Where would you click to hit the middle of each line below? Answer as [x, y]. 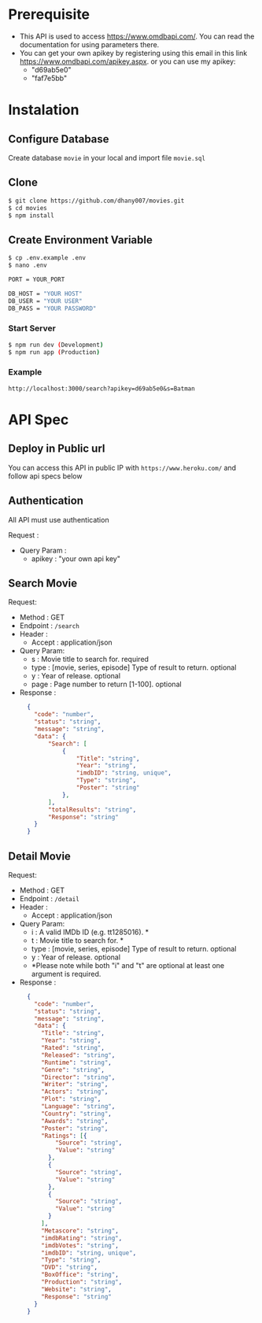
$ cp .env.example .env [47, 258]
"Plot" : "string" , [71, 1099]
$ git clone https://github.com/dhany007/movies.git [96, 201]
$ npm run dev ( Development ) [56, 345]
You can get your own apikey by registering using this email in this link [133, 53]
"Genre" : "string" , [72, 1070]
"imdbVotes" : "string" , [80, 1245]
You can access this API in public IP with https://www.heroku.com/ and [122, 467]
